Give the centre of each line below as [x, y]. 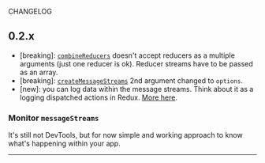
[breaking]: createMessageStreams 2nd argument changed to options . [131, 80]
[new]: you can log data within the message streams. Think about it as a [136, 89]
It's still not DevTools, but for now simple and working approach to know [125, 135]
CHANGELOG [30, 11]
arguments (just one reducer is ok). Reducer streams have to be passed [136, 63]
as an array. [39, 72]
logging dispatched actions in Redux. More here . [98, 97]
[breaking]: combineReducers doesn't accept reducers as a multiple [127, 55]
